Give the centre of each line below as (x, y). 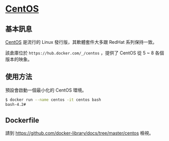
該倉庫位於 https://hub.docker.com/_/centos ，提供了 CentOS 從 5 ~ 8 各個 (85, 53)
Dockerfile (22, 120)
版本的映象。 (19, 59)
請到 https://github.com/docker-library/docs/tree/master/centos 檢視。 (79, 133)
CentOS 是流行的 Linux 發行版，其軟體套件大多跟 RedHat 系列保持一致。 (81, 42)
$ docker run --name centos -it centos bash (53, 100)
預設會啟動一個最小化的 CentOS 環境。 (46, 90)
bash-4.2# (16, 104)
